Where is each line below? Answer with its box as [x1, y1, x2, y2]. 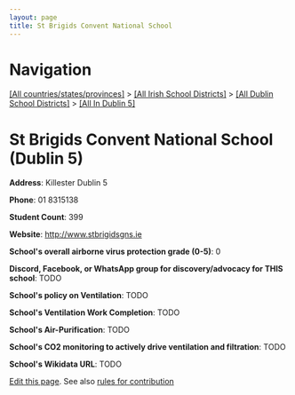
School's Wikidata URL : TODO [9, 359, 123, 369]
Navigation [9, 59, 92, 80]
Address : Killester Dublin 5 [9, 178, 108, 188]
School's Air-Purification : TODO [9, 325, 131, 336]
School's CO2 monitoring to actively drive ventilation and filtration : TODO [9, 342, 286, 352]
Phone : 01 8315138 [9, 194, 79, 205]
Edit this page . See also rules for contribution [9, 376, 175, 387]
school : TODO [9, 273, 62, 284]
